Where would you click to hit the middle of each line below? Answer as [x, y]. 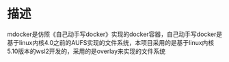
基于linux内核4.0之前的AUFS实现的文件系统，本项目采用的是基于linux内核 [111, 42]
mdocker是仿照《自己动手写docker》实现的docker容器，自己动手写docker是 [115, 34]
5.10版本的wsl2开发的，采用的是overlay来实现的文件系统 [86, 51]
